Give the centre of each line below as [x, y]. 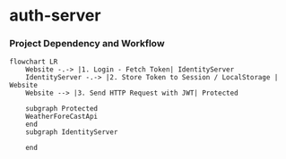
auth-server [55, 16]
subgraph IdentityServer [72, 132]
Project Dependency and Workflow [87, 44]
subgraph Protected [62, 109]
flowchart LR [34, 62]
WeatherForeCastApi [62, 117]
